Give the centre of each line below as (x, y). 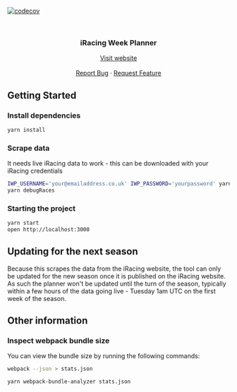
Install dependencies (44, 115)
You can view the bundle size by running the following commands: (104, 356)
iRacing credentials (35, 171)
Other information (48, 321)
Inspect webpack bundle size (59, 341)
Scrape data (29, 148)
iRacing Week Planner (119, 42)
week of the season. (37, 298)
